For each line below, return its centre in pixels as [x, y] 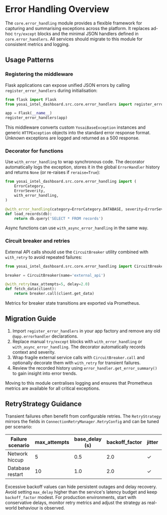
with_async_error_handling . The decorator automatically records [79, 347]
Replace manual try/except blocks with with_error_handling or [77, 341]
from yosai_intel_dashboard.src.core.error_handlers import [69, 104]
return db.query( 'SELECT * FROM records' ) [59, 218]
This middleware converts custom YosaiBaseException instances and [75, 127]
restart [15, 474]
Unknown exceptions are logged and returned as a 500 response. [73, 138]
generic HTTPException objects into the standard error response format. [78, 133]
